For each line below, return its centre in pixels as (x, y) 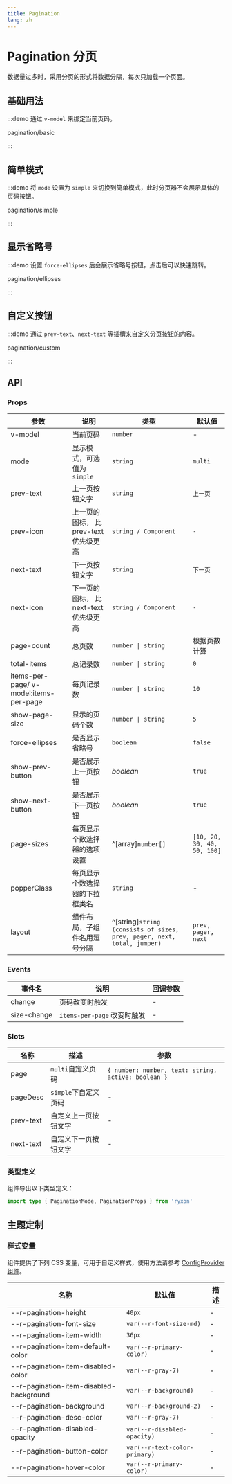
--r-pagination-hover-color (58, 1467)
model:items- (33, 693)
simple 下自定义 (75, 1092)
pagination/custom (34, 348)
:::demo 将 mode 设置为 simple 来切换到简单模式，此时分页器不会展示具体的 (113, 188)
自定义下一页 (71, 1138)
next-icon (27, 608)
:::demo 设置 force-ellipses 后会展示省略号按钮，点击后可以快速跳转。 (109, 265)
